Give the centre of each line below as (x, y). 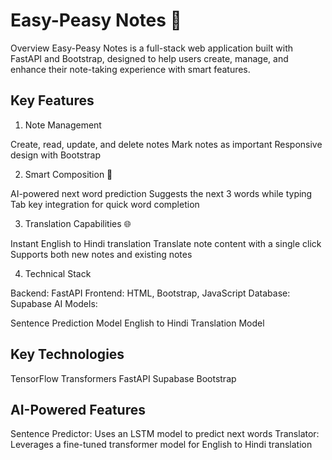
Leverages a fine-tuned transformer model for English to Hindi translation (161, 445)
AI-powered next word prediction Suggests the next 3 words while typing (161, 193)
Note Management (63, 125)
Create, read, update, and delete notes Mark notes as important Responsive (166, 144)
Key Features (52, 100)
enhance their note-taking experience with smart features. (130, 69)
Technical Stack (58, 273)
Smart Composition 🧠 (68, 174)
